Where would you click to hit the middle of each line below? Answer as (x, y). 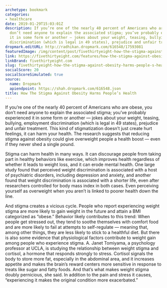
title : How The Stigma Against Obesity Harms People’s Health (71, 93)
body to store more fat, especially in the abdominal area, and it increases (80, 259)
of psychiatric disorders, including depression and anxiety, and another (78, 175)
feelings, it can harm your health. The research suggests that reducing (77, 134)
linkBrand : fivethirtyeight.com (39, 61)
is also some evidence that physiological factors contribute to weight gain (81, 238)
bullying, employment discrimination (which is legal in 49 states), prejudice (82, 123)
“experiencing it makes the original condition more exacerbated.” (72, 280)
